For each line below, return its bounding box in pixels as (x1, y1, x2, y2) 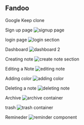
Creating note (5, 56, 33, 62)
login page (5, 36, 27, 42)
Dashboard (5, 46, 28, 52)
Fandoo (5, 4, 29, 12)
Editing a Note (5, 65, 34, 71)
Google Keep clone (5, 17, 45, 23)
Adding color (5, 75, 32, 81)
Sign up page (5, 27, 33, 33)
